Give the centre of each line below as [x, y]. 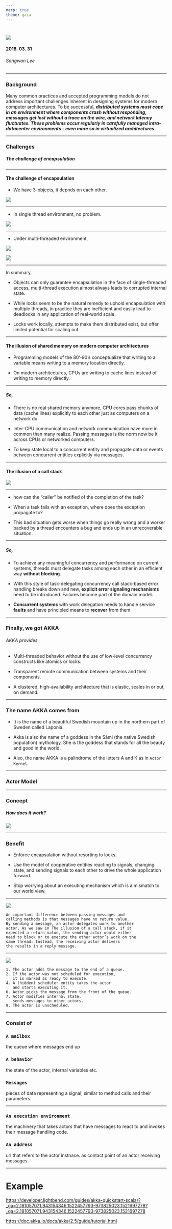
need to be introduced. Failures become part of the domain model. [83, 595]
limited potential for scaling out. [46, 329]
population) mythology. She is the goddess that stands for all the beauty [89, 742]
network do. [26, 419]
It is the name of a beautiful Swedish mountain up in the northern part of [89, 721]
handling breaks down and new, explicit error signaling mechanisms [86, 589]
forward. [22, 876]
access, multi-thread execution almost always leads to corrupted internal [90, 288]
